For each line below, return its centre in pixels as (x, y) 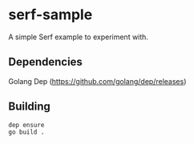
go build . (26, 132)
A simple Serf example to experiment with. (78, 37)
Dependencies (45, 62)
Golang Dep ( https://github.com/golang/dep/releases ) (97, 81)
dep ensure (26, 125)
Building (29, 107)
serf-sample (51, 15)
